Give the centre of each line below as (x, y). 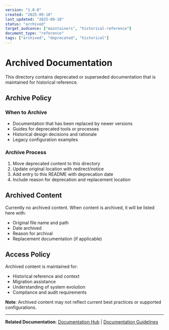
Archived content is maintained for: (41, 267)
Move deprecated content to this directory (56, 163)
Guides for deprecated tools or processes (56, 128)
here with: (16, 213)
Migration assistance (34, 282)
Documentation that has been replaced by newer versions (72, 123)
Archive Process (26, 153)
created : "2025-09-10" (29, 15)
